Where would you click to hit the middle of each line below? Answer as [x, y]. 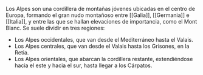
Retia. [22, 53]
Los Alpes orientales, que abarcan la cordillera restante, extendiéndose [104, 59]
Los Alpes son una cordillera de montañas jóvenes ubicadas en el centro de [101, 9]
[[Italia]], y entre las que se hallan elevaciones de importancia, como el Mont [101, 21]
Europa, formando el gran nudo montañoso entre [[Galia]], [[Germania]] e [98, 15]
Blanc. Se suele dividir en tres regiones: [55, 28]
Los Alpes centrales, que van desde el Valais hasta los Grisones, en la [102, 46]
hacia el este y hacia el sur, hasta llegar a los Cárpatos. [83, 65]
